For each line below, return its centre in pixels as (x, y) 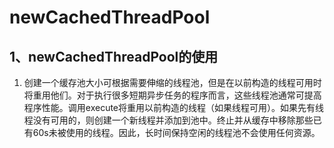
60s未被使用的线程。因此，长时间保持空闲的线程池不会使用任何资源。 (176, 132)
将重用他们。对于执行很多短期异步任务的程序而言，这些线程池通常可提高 (172, 95)
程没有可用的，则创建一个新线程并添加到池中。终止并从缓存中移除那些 (168, 120)
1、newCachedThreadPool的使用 (114, 56)
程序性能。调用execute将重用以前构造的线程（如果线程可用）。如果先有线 (174, 107)
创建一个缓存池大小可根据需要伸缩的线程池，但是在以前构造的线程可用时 (172, 82)
